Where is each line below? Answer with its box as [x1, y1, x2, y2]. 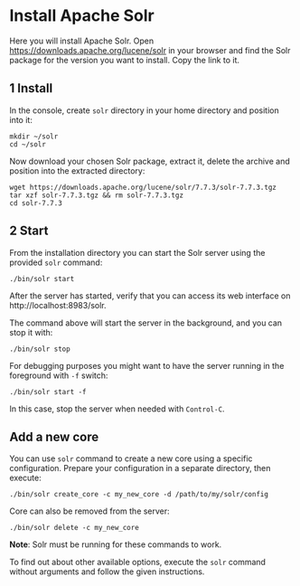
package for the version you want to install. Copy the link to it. [9, 54, 240, 65]
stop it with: [9, 326, 53, 337]
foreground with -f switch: [9, 370, 108, 381]
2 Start [9, 223, 49, 239]
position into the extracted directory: [9, 165, 145, 176]
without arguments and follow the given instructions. [9, 566, 205, 577]
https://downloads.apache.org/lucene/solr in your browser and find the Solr [9, 44, 291, 55]
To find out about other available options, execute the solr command [9, 557, 267, 568]
